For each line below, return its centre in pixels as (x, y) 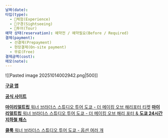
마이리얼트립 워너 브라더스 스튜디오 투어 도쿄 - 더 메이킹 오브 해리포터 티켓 (78, 107)
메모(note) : (17, 61)
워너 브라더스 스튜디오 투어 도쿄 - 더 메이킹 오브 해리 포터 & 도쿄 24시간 (93, 113)
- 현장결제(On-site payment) (38, 47)
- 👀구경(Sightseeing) (31, 24)
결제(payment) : (20, 38)
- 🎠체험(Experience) (30, 19)
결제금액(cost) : (20, 56)
